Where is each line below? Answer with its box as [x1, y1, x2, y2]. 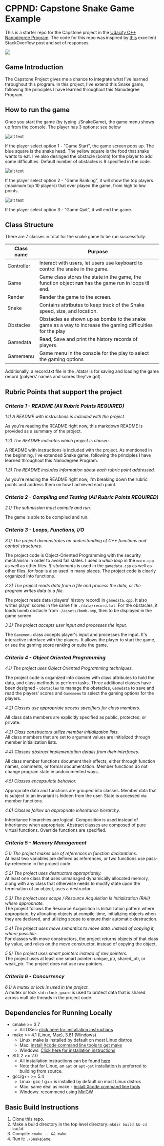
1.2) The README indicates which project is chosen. [5, 438, 110, 444]
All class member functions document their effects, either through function [5, 758, 155, 764]
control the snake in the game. [39, 266, 109, 272]
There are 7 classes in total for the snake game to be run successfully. [5, 234, 146, 240]
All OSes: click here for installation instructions [19, 1027, 113, 1033]
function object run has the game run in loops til [39, 280, 150, 286]
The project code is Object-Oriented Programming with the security [5, 552, 141, 558]
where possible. [5, 931, 38, 937]
